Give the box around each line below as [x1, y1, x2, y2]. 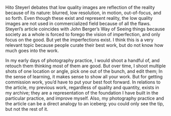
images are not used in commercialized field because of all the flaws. [5, 20, 151, 26]
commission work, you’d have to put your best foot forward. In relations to [5, 79, 161, 85]
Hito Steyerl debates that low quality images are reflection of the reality [5, 5, 155, 10]
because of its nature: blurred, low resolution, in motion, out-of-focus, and [5, 10, 162, 16]
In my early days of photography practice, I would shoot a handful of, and [5, 57, 160, 63]
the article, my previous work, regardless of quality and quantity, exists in [5, 84, 159, 91]
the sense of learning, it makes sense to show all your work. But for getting [5, 74, 163, 79]
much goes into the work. [5, 48, 59, 53]
